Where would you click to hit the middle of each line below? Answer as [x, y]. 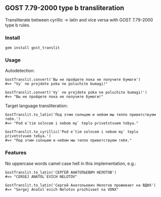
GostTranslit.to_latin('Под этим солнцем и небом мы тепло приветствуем [80, 115]
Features [16, 153]
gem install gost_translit [32, 48]
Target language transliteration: [37, 106]
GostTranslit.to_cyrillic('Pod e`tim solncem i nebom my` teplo [72, 132]
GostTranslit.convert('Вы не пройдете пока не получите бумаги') [73, 80]
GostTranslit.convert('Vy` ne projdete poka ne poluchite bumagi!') [76, 92]
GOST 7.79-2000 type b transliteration [65, 8]
